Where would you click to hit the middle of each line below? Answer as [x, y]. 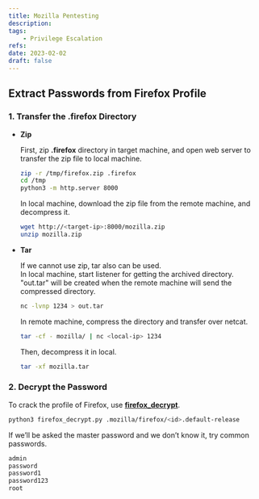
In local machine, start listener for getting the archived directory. [127, 274]
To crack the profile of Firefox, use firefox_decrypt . [94, 405]
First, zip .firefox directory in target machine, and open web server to [136, 149]
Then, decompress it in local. [68, 351]
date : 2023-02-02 [38, 53]
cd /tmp [33, 181]
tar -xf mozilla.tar [54, 367]
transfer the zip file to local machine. [81, 158]
